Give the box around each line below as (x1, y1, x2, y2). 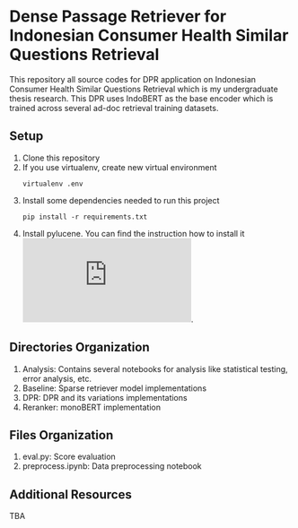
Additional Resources (9, 487, 132, 502)
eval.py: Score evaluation (22, 451, 117, 463)
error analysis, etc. (22, 373, 92, 384)
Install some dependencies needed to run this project (22, 195, 220, 205)
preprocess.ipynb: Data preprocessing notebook (22, 461, 202, 472)
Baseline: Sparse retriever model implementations (22, 383, 207, 394)
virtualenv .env (22, 179, 83, 188)
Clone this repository (22, 152, 101, 163)
